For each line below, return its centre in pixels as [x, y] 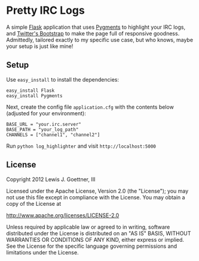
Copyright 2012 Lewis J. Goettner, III [51, 179]
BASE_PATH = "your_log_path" [42, 130]
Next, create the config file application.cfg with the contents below [90, 107]
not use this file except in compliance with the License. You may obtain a [96, 197]
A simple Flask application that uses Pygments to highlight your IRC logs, [96, 27]
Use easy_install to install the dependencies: [63, 79]
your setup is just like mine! [40, 46]
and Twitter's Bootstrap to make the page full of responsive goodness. [93, 33]
